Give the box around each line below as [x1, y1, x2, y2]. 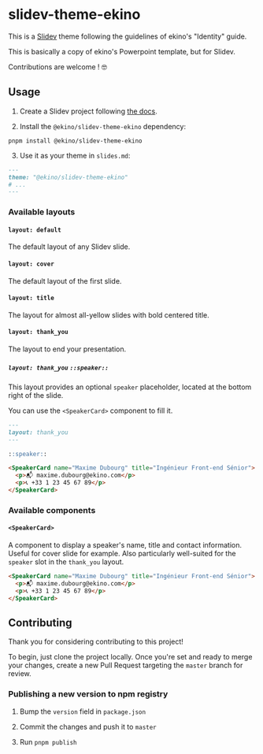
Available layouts [8, 206, 76, 217]
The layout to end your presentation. [8, 344, 127, 354]
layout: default [8, 226, 61, 234]
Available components [8, 504, 96, 515]
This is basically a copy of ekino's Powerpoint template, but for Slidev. [8, 46, 236, 56]
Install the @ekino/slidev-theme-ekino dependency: [19, 121, 187, 131]
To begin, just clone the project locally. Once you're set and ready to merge [8, 652, 253, 662]
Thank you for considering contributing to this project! [8, 637, 183, 647]
